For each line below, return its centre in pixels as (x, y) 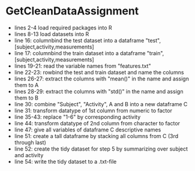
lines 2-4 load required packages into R (63, 28)
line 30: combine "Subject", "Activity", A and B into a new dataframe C (101, 104)
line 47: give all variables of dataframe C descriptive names (88, 130)
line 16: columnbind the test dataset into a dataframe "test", (88, 40)
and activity (29, 155)
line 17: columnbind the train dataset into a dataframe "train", (89, 53)
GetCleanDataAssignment (72, 11)
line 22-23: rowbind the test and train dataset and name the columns (99, 72)
